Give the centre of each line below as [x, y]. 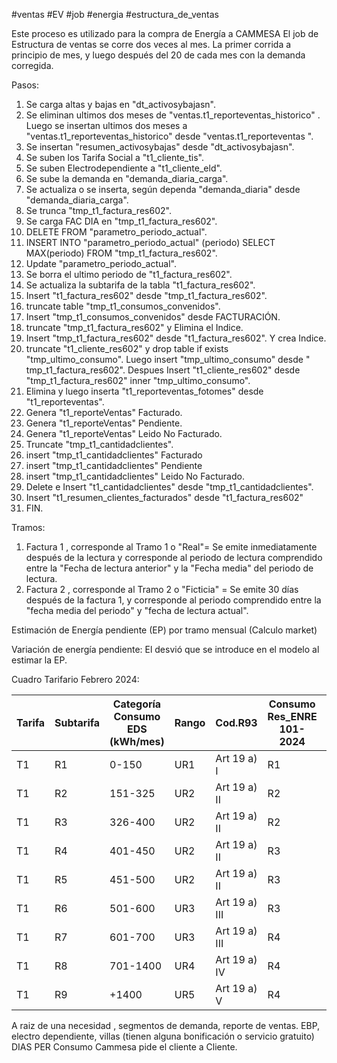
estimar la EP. [39, 660]
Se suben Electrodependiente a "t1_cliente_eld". [124, 168]
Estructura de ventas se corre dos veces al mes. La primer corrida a [151, 44]
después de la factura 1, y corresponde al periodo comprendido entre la [173, 600]
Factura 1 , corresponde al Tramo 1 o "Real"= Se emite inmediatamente [171, 547]
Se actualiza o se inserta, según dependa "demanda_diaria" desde [163, 189]
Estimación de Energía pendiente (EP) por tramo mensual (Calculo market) [164, 630]
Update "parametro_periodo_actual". [101, 263]
